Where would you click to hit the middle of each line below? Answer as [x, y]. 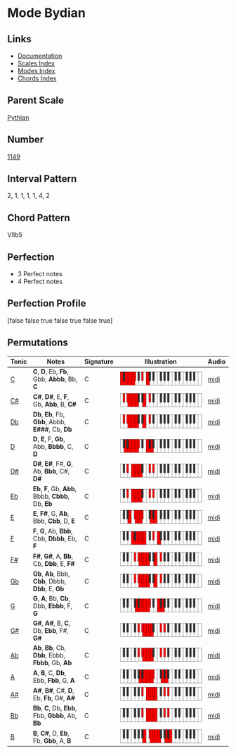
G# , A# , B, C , [52, 623]
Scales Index [36, 63]
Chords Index [37, 78]
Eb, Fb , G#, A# [54, 698]
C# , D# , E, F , [51, 397]
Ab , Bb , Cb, [50, 648]
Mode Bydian [47, 13]
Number [26, 140]
